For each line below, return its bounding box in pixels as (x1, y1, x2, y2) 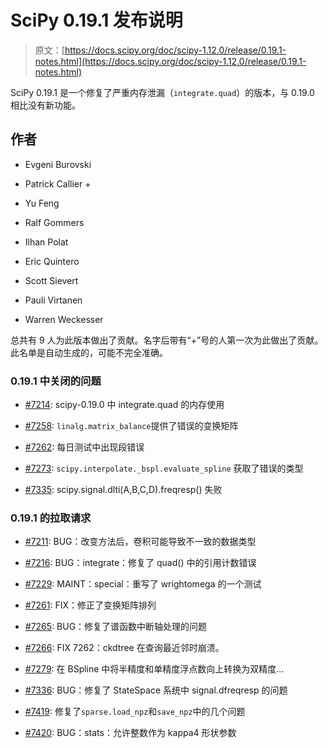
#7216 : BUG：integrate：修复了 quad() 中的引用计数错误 (24, 557, 257, 569)
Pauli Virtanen (24, 294, 83, 306)
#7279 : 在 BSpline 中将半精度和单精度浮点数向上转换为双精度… (24, 663, 285, 675)
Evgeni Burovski (24, 158, 92, 170)
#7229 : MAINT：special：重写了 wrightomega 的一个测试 (24, 578, 262, 590)
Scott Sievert (24, 274, 79, 286)
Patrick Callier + (24, 177, 92, 190)
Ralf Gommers (24, 216, 85, 228)
